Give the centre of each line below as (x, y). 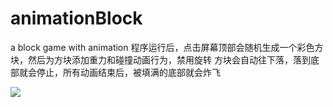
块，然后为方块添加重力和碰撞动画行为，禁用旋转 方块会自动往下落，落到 (160, 59)
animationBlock (76, 18)
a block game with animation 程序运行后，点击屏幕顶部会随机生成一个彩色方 (167, 47)
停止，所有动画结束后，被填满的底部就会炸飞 (128, 72)
